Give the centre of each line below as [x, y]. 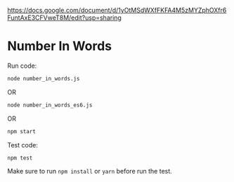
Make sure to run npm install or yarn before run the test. [90, 171]
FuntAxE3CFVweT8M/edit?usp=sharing [64, 18]
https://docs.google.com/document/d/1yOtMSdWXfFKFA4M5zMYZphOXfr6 [117, 10]
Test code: [23, 145]
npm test [20, 158]
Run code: [22, 66]
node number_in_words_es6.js [50, 105]
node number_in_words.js [44, 78]
